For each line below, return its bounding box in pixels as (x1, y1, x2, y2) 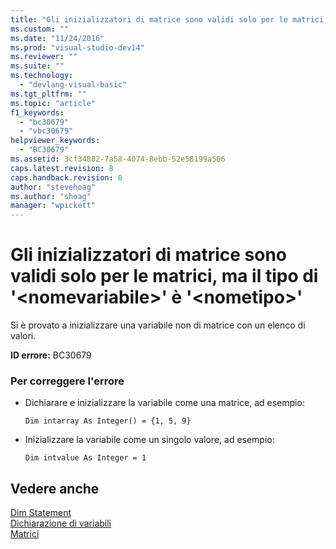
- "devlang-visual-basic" (19, 80, 128, 90)
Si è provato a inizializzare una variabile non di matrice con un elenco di (10, 319, 306, 331)
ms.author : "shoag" (10, 191, 92, 201)
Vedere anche (10, 480, 100, 497)
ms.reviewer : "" (10, 52, 78, 62)
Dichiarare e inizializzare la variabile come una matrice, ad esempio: (24, 397, 305, 409)
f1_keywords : (10, 107, 65, 118)
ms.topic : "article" (10, 98, 97, 108)
